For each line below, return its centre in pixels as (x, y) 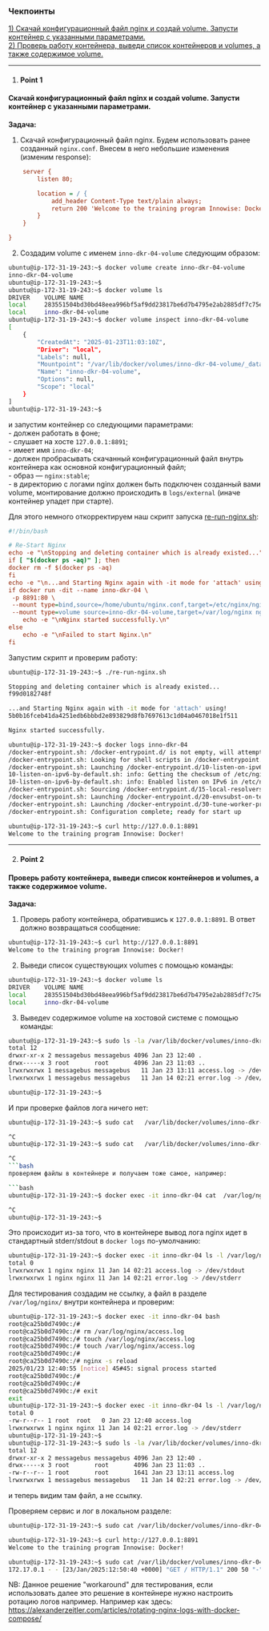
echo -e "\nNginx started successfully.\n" (96, 620)
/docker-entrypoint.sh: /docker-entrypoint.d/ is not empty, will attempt (136, 752)
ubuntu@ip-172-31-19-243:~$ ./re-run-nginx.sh (87, 672)
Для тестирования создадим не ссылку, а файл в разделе (108, 1293)
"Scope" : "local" (66, 387)
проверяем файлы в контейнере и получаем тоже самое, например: (118, 1174)
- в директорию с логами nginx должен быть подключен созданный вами (134, 484)
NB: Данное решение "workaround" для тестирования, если (111, 1585)
